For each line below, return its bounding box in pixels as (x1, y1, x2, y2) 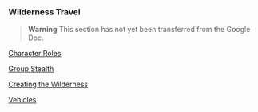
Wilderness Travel (8, 6, 81, 18)
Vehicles (8, 95, 37, 105)
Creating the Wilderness (8, 79, 89, 90)
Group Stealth (8, 64, 54, 74)
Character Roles (8, 49, 62, 58)
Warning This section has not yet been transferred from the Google (27, 25, 251, 34)
